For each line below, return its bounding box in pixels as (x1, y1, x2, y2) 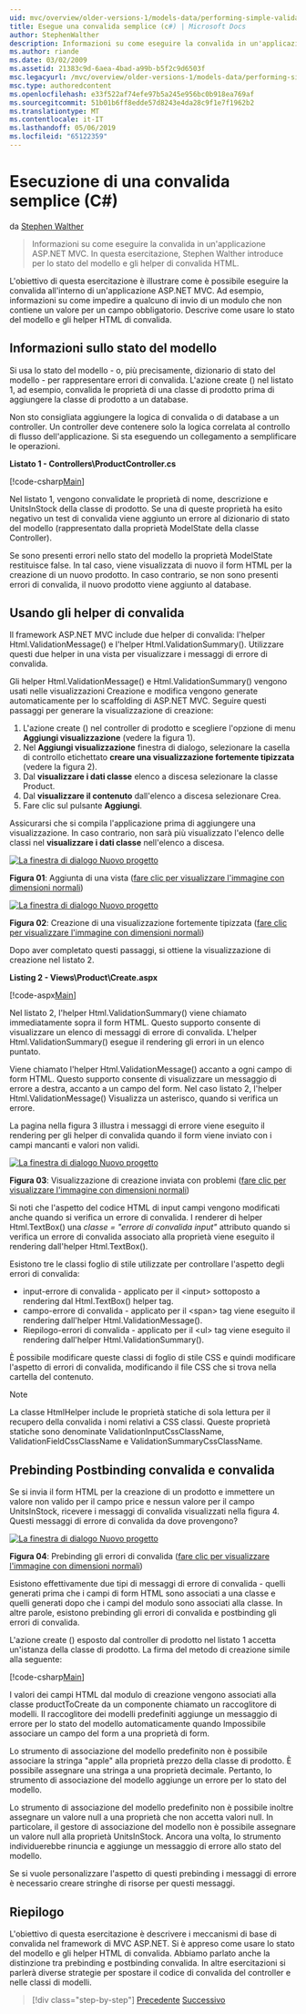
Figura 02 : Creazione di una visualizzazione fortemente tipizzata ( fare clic (9, 918, 288, 929)
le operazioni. (9, 440, 61, 451)
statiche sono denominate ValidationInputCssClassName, (9, 1426, 225, 1437)
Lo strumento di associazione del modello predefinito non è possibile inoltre (9, 1802, 294, 1814)
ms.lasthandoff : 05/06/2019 (9, 124, 117, 133)
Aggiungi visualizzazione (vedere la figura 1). (22, 733, 196, 744)
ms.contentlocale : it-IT (9, 115, 104, 124)
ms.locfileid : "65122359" (9, 132, 107, 141)
